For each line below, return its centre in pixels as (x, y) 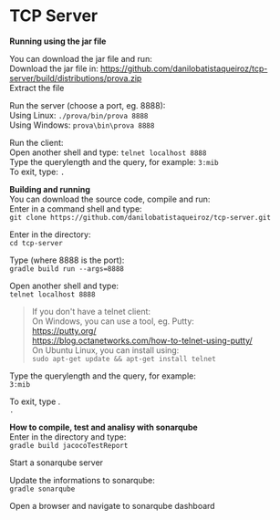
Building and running (50, 189)
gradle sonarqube (42, 489)
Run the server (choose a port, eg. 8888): (88, 105)
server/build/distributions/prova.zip (76, 78)
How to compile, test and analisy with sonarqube (104, 427)
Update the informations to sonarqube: (82, 480)
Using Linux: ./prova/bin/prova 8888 (79, 115)
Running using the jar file (58, 41)
